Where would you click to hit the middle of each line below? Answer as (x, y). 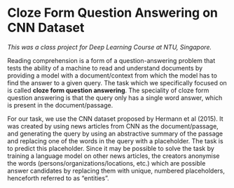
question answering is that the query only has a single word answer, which (115, 97)
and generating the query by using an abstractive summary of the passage (115, 133)
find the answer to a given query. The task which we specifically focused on (117, 82)
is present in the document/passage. (60, 105)
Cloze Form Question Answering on (113, 13)
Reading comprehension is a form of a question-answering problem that (111, 60)
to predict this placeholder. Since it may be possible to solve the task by (111, 148)
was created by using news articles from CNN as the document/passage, (113, 126)
